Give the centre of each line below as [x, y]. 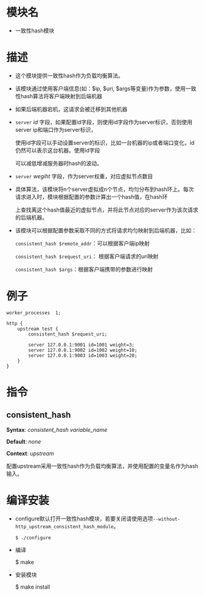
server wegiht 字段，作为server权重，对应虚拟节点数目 [84, 176]
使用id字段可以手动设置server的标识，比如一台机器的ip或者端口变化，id [105, 142]
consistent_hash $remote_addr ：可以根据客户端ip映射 [83, 243]
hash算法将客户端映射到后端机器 [61, 96]
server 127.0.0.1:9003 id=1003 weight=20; [83, 355]
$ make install [33, 587]
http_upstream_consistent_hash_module [64, 526]
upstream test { [38, 329]
